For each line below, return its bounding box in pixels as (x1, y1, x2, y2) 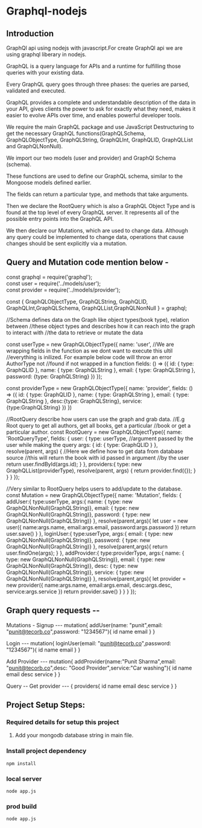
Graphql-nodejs (6, 4, 87, 18)
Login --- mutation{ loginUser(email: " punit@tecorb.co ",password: (6, 639, 172, 647)
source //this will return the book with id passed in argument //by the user (6, 454, 189, 461)
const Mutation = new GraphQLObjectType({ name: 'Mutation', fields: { (6, 491, 182, 498)
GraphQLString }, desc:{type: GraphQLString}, (6, 397, 121, 405)
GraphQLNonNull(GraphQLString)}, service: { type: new (6, 569, 145, 576)
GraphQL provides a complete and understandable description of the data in (6, 99, 196, 106)
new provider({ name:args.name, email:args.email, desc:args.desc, (6, 581, 172, 588)
